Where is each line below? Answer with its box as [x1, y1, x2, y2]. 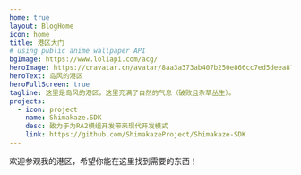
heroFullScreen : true [9, 80, 90, 89]
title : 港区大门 [9, 38, 64, 48]
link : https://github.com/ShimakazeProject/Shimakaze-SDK [25, 130, 246, 139]
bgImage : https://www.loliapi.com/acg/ [9, 55, 159, 64]
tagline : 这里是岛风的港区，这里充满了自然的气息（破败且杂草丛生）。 [9, 88, 236, 97]
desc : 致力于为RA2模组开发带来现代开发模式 [25, 122, 168, 131]
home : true [9, 13, 50, 22]
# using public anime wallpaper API [9, 47, 146, 56]
